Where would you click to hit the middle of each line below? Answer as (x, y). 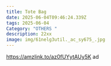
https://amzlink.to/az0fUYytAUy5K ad (53, 57)
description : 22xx (29, 34)
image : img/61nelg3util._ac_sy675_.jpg (56, 40)
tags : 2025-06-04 (28, 23)
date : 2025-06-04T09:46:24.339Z (46, 17)
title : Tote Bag (26, 12)
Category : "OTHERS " (32, 28)
